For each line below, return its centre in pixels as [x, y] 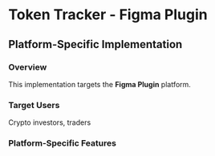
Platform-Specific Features [62, 143]
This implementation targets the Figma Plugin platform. [99, 84]
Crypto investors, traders [50, 122]
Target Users [34, 105]
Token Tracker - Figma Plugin [108, 15]
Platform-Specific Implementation [95, 44]
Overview [28, 67]
